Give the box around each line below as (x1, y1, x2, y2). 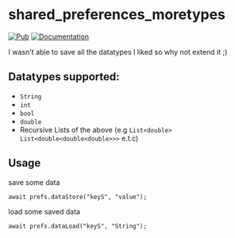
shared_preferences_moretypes (8, 6, 226, 24)
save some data (8, 177, 60, 187)
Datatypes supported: (8, 70, 121, 84)
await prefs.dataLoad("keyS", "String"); (8, 222, 148, 230)
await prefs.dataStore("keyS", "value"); (8, 193, 148, 201)
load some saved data (8, 206, 81, 216)
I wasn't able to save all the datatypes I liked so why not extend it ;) (8, 47, 228, 56)
